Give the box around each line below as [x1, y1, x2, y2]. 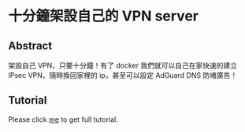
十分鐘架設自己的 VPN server [8, 7, 199, 25]
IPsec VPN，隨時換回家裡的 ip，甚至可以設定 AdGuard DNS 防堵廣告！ [8, 71, 238, 79]
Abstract [8, 38, 53, 52]
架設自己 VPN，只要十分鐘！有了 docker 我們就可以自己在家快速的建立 [8, 60, 238, 70]
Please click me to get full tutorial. [8, 115, 118, 124]
